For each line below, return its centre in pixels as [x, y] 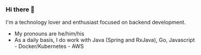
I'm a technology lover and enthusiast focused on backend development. [96, 22]
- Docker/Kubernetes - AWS [49, 46]
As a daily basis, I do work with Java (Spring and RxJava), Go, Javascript [104, 40]
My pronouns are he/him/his [49, 34]
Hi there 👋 [20, 9]
